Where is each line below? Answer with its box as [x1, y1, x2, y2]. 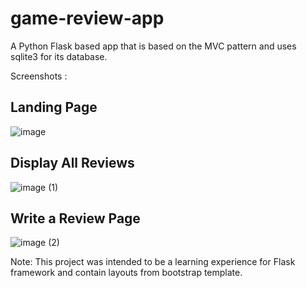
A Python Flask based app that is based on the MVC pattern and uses [10, 40, 297, 52]
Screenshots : [10, 70, 68, 82]
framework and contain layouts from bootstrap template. [10, 267, 243, 279]
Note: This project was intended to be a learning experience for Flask [10, 256, 296, 268]
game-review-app [10, 7, 165, 30]
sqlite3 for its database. [10, 50, 108, 62]
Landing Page [10, 99, 98, 116]
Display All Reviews [10, 155, 135, 172]
